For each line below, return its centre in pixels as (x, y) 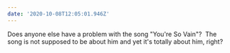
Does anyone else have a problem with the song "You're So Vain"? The (112, 34)
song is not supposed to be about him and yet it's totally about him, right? (115, 41)
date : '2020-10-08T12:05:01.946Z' (59, 14)
